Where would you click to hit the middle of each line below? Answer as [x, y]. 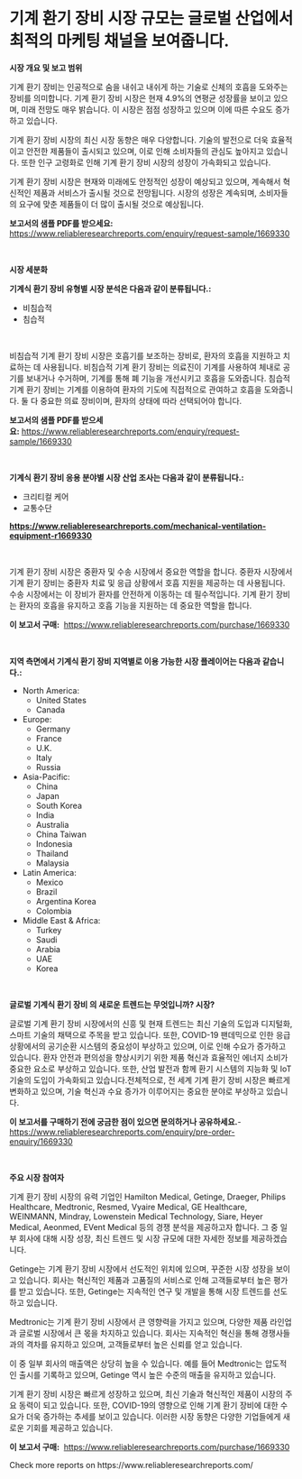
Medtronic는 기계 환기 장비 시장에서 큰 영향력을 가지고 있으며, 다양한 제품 [139, 1321]
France [49, 738]
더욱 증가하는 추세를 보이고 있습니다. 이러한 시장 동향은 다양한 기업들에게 [153, 1416]
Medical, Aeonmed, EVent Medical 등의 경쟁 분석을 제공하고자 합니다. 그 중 [144, 1226]
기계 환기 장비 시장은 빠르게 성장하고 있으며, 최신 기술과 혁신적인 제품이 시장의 [146, 1393]
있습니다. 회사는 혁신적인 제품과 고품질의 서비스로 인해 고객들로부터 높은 [145, 1280]
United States [61, 700]
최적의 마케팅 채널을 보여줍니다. [119, 41]
